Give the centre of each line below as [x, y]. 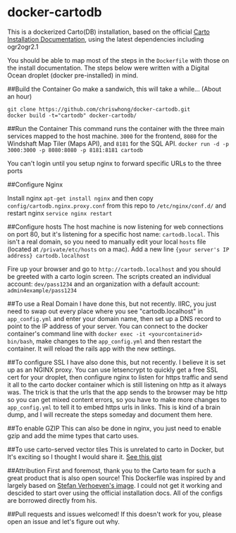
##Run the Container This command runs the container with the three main [116, 128]
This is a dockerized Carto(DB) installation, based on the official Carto [108, 32]
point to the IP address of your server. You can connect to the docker [107, 326]
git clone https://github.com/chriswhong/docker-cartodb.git [99, 109]
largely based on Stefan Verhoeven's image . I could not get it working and [115, 485]
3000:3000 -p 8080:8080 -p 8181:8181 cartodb [75, 150]
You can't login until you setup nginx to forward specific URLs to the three [114, 163]
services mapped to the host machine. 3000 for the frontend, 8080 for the [112, 136]
